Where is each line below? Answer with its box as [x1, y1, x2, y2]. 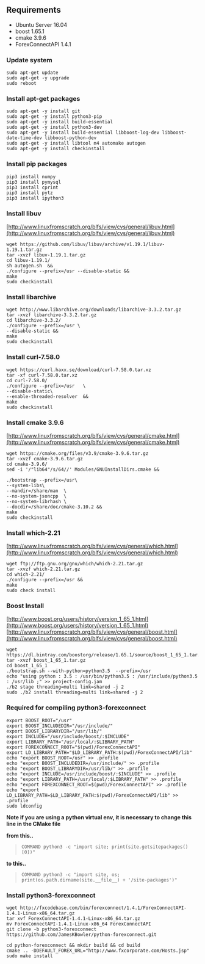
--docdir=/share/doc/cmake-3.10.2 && [6, 504, 103, 510]
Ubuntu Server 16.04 [15, 21, 68, 28]
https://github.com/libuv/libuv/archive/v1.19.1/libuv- [20, 241, 165, 247]
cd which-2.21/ [6, 571, 45, 578]
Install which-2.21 [6, 528, 61, 537]
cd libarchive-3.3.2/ [6, 317, 62, 324]
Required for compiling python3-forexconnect [6, 703, 146, 712]
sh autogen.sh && [6, 263, 53, 269]
